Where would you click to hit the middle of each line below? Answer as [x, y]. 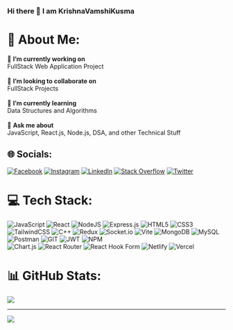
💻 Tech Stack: [50, 200]
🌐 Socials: [30, 154]
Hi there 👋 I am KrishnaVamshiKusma [71, 11]
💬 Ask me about [31, 125]
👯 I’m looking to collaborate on [52, 81]
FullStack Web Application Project [55, 66]
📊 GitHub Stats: [54, 276]
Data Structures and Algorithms [52, 110]
